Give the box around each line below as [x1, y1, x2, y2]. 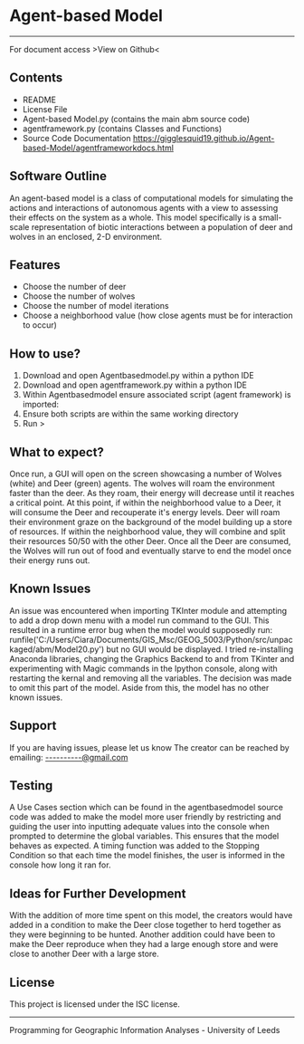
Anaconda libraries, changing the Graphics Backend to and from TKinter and [9, 653, 295, 664]
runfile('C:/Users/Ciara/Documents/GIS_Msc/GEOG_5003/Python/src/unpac [9, 634, 293, 645]
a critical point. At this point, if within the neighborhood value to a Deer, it [9, 497, 281, 508]
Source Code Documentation [22, 132, 131, 143]
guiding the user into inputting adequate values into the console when [9, 821, 270, 832]
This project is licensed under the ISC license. [9, 999, 181, 1010]
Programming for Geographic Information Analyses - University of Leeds [9, 1025, 280, 1036]
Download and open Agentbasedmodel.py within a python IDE [22, 370, 255, 381]
